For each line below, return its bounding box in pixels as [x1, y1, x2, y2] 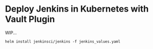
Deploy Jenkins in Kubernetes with [5, 3, 149, 15]
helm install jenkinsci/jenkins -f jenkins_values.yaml [5, 39, 120, 44]
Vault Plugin [5, 14, 55, 25]
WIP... [5, 30, 17, 35]
